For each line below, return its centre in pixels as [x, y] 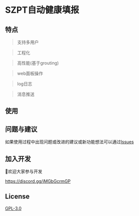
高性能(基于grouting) [38, 63]
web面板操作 [30, 73]
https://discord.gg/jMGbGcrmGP [38, 181]
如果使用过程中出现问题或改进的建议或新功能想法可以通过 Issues [69, 142]
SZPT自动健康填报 [42, 10]
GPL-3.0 [13, 208]
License [17, 197]
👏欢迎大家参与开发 [24, 172]
